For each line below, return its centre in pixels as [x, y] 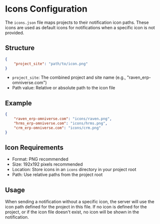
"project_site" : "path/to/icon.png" [51, 64]
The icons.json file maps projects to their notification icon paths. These [77, 22]
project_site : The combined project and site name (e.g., [69, 78]
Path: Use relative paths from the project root [57, 175]
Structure [20, 48]
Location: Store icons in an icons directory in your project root [74, 170]
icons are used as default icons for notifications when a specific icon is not [80, 27]
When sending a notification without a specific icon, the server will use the [80, 202]
